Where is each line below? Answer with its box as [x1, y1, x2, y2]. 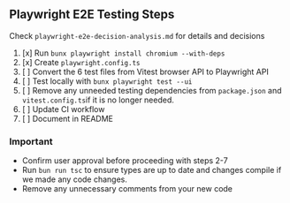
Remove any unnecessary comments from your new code [21, 184, 233, 194]
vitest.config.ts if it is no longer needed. [21, 94, 175, 105]
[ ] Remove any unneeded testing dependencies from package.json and [21, 85, 282, 95]
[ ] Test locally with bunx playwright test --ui [21, 75, 193, 86]
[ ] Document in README [21, 113, 113, 124]
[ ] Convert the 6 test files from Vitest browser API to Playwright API [21, 66, 270, 77]
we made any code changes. [21, 174, 128, 184]
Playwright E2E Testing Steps [9, 7, 175, 22]
